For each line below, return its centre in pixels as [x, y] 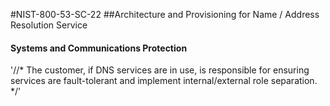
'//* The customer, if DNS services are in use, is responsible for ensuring [160, 70]
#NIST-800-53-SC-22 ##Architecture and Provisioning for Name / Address [165, 14]
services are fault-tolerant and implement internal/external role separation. [164, 81]
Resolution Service [49, 25]
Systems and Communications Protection [99, 48]
